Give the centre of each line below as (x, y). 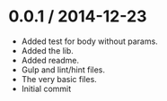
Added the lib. (47, 50)
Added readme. (50, 60)
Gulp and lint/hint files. (63, 70)
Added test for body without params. (89, 41)
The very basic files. (59, 79)
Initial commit (46, 88)
